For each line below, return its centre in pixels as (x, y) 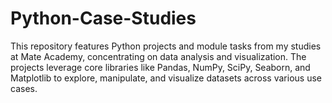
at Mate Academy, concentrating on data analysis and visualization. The (158, 56)
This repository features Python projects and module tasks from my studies (166, 46)
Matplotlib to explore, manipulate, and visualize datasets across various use (166, 78)
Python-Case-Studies (103, 18)
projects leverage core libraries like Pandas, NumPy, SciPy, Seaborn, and (160, 67)
